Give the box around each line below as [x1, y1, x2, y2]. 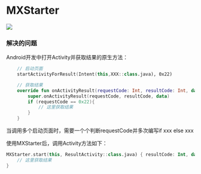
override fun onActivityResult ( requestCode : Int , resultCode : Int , [17, 87, 188, 93]
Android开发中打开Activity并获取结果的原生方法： [6, 54, 129, 61]
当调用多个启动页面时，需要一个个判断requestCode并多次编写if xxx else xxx [6, 127, 194, 135]
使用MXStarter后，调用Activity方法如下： [6, 140, 108, 147]
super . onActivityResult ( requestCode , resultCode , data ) [28, 93, 170, 99]
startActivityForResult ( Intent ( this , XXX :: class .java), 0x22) [17, 71, 172, 78]
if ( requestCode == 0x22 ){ [28, 99, 95, 105]
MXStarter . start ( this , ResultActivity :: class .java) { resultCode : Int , [6, 152, 188, 158]
